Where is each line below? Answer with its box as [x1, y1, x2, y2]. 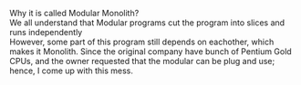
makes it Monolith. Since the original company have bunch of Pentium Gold [9, 46, 292, 57]
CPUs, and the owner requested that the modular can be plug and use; [9, 56, 275, 66]
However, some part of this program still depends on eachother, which [9, 36, 275, 47]
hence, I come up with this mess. [9, 65, 134, 76]
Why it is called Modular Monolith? [9, 8, 140, 18]
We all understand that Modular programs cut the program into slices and [9, 17, 285, 28]
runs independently [9, 27, 83, 37]
